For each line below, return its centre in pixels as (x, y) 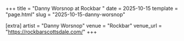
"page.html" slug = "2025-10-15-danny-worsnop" (65, 14)
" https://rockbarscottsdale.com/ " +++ (51, 32)
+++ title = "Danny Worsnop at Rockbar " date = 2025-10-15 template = (92, 8)
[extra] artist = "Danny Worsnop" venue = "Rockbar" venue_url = (84, 26)
